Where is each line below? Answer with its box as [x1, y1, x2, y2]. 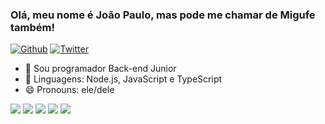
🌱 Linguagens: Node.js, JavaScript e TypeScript [24, 73, 223, 85]
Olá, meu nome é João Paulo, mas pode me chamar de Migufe [10, 8, 316, 22]
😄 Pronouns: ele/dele [24, 84, 115, 96]
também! [10, 20, 56, 34]
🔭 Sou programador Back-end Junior [24, 63, 177, 75]
